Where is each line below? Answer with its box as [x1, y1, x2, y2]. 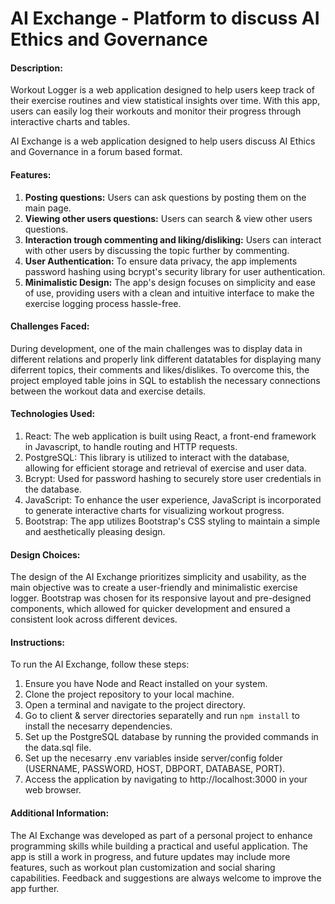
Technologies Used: [10, 408, 96, 420]
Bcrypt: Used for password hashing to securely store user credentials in [24, 473, 322, 484]
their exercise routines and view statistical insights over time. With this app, [10, 95, 321, 107]
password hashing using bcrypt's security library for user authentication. [24, 265, 326, 277]
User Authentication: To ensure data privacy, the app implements [24, 255, 298, 267]
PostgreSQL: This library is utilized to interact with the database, [24, 452, 290, 463]
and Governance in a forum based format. [10, 146, 183, 158]
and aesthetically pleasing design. [24, 526, 166, 537]
